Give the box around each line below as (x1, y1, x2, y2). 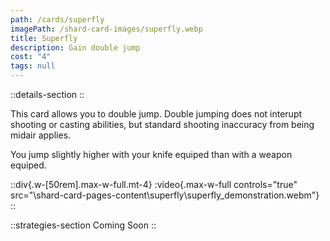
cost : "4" (10, 52, 52, 62)
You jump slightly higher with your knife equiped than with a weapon (10, 149, 293, 160)
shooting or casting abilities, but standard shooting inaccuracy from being (10, 119, 315, 130)
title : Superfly (10, 33, 78, 43)
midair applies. (10, 129, 72, 141)
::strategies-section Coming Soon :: (10, 219, 157, 231)
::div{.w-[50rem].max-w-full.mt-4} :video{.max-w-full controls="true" (10, 179, 298, 190)
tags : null (10, 61, 56, 71)
